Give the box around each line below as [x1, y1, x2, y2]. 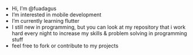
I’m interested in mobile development [11, 11, 102, 18]
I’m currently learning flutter [11, 18, 79, 24]
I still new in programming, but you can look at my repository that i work [11, 23, 186, 30]
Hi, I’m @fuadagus [11, 5, 57, 12]
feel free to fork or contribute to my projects [11, 42, 119, 49]
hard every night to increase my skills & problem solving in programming [11, 30, 187, 37]
